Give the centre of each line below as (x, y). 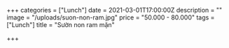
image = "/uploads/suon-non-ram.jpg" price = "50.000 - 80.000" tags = (111, 17)
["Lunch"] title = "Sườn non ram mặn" (61, 25)
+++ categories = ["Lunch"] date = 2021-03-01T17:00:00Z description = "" (114, 10)
